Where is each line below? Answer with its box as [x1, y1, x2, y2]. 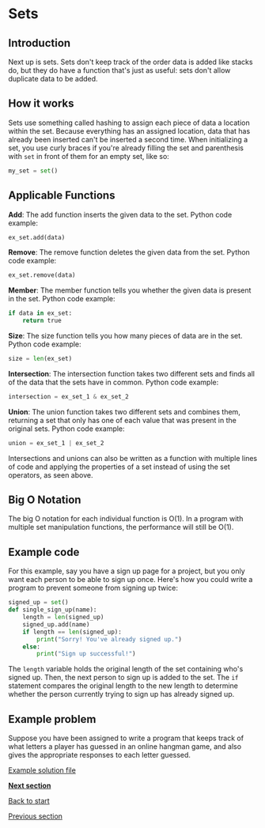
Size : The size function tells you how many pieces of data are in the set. [8, 331, 243, 340]
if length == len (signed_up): [22, 628, 123, 636]
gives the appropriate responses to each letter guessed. [8, 750, 191, 760]
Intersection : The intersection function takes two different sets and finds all [8, 369, 256, 378]
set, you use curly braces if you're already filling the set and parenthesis [8, 143, 244, 153]
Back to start [8, 796, 50, 806]
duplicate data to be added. [8, 74, 98, 83]
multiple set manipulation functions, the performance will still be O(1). [8, 523, 234, 532]
